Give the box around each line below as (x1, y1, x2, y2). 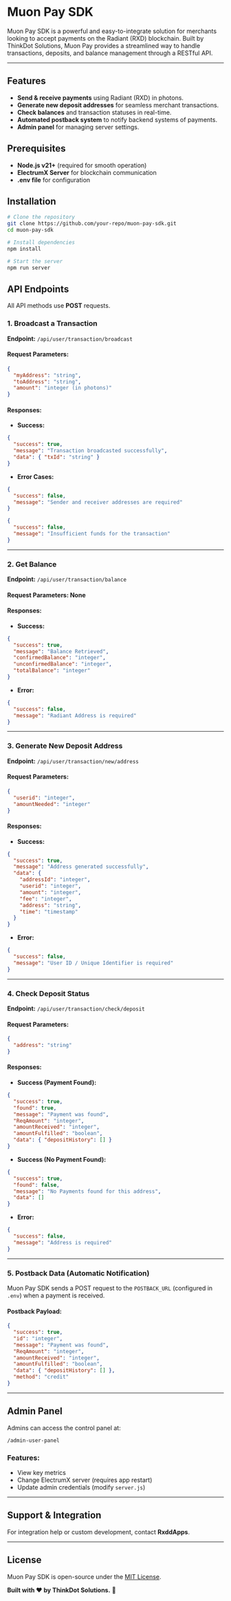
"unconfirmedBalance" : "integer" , (13, 661, 112, 668)
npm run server (7, 264, 51, 271)
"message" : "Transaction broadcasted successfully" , (13, 447, 168, 454)
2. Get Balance (7, 559, 57, 569)
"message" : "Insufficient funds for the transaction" (13, 531, 170, 538)
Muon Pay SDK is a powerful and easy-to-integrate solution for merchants (7, 27, 217, 35)
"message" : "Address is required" (13, 1239, 112, 1246)
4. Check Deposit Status (7, 988, 90, 998)
